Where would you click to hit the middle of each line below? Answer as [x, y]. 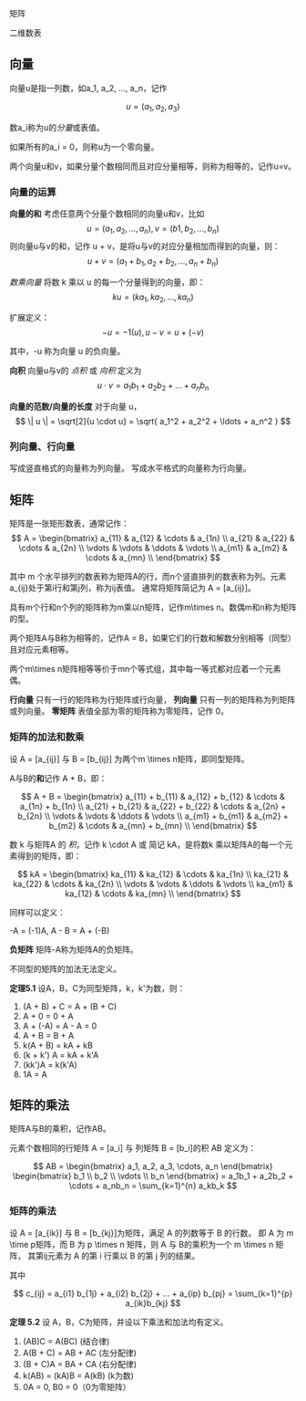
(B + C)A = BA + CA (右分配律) [80, 1364]
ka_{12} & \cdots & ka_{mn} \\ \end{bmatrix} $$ [153, 894]
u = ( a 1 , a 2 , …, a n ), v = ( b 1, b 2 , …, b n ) [153, 229]
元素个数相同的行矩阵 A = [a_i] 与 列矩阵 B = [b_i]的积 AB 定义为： [133, 1148]
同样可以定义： [37, 912]
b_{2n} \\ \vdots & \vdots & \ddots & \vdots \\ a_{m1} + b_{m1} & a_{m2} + [153, 816]
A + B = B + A [48, 1035]
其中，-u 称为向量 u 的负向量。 [67, 351]
